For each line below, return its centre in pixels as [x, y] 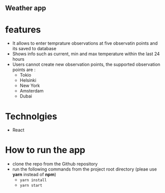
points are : [24, 70]
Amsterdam [32, 91]
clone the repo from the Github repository [55, 164]
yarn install [33, 180]
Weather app [26, 8]
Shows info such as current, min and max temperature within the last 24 [86, 54]
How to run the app [45, 150]
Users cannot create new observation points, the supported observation [86, 65]
